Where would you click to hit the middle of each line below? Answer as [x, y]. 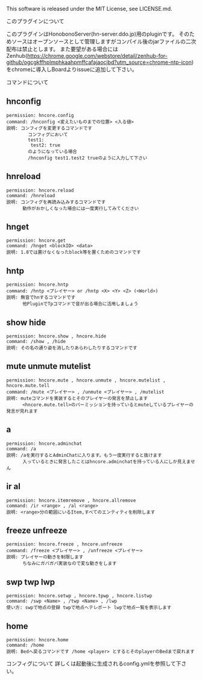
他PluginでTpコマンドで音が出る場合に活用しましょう [80, 304]
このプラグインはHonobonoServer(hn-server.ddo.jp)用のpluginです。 [92, 34]
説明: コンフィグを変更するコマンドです [49, 128]
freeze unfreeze [37, 530]
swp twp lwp [31, 582]
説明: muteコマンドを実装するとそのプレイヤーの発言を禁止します [77, 398]
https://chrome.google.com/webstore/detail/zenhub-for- [97, 56]
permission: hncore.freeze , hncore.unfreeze [64, 544]
